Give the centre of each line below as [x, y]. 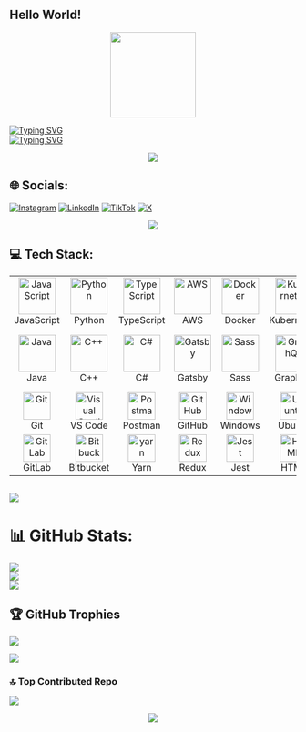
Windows [240, 425]
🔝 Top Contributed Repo [64, 681]
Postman [142, 425]
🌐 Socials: [39, 186]
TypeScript [142, 320]
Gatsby [193, 378]
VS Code [89, 425]
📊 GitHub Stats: [71, 536]
